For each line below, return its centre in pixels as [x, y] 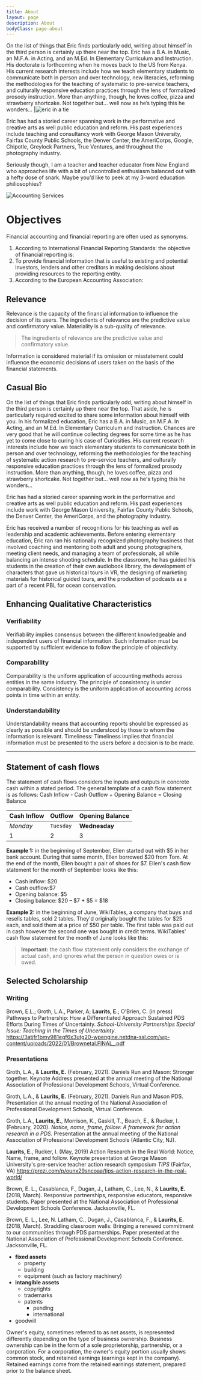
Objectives [34, 220]
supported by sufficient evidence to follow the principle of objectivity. [92, 647]
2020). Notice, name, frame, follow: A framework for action [107, 1127]
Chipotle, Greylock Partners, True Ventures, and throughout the [85, 147]
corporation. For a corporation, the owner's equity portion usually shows [96, 1351]
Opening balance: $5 [41, 894]
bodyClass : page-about [35, 29]
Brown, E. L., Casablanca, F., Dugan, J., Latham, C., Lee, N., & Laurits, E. [96, 1189]
